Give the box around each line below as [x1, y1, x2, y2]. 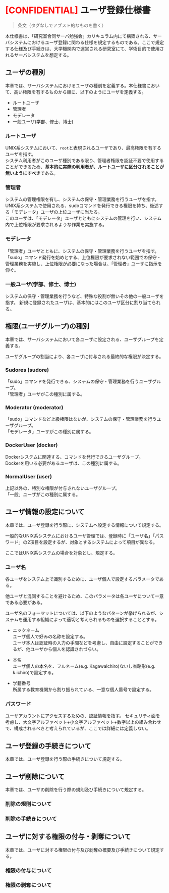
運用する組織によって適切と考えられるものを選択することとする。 [22, 617, 160, 623]
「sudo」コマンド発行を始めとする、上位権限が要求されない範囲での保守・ [5, 254, 161, 260]
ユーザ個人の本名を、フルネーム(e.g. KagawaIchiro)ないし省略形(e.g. [12, 663, 155, 669]
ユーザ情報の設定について [5, 508, 85, 516]
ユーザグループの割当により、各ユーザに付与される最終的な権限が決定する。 [5, 353, 164, 359]
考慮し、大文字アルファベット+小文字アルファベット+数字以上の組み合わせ [5, 719, 161, 725]
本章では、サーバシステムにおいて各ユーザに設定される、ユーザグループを [5, 336, 159, 342]
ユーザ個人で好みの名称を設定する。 [12, 633, 88, 639]
